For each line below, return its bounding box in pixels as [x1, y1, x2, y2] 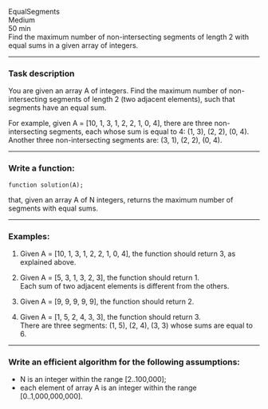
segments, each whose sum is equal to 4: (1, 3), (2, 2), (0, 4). [49, 127, 250, 136]
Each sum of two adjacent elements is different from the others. [19, 281, 230, 290]
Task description [8, 68, 75, 79]
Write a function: [8, 163, 76, 174]
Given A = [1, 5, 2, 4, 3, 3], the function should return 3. [19, 312, 201, 321]
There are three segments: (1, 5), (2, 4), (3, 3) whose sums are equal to [19, 321, 254, 330]
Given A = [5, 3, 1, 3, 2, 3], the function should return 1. [19, 273, 199, 282]
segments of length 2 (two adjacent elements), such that [49, 95, 235, 104]
